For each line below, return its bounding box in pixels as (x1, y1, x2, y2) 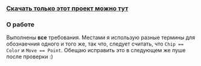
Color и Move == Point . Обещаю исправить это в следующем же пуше (6, 47, 186, 54)
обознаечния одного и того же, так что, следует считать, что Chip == (6, 40, 184, 47)
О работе (6, 20, 35, 28)
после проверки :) (6, 53, 53, 61)
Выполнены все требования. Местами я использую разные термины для (6, 34, 195, 41)
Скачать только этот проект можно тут (6, 4, 129, 13)
